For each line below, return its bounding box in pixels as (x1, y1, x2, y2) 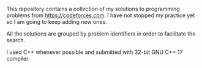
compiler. (6, 55, 30, 62)
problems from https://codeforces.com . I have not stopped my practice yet (6, 12, 195, 19)
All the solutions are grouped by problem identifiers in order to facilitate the (6, 30, 196, 37)
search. (6, 37, 26, 43)
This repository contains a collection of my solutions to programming (6, 6, 181, 12)
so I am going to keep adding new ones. (6, 18, 107, 25)
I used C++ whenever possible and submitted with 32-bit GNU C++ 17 (6, 48, 183, 56)
